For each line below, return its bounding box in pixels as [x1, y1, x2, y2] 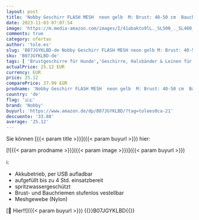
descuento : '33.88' [6, 113, 54, 119]
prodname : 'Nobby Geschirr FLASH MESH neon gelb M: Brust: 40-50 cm [6, 86, 184, 92]
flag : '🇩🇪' [6, 97, 36, 103]
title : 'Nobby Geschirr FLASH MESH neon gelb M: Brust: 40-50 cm [6, 14, 176, 20]
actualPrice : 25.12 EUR [6, 63, 65, 70]
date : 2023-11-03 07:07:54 [6, 20, 73, 25]
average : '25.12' [6, 119, 49, 125]
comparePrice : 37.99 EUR [6, 81, 68, 87]
